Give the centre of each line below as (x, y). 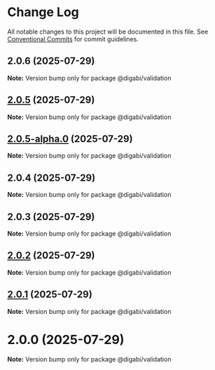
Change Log (43, 12)
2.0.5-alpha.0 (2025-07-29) (70, 138)
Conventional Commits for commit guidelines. (73, 39)
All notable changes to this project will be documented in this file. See (108, 32)
